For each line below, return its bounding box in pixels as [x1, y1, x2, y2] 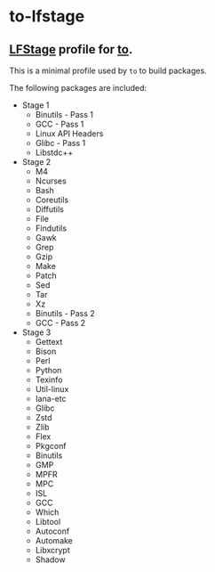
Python [35, 365, 62, 375]
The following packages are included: [9, 83, 147, 93]
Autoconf [35, 526, 70, 536]
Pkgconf [35, 441, 67, 451]
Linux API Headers [35, 128, 104, 139]
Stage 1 [21, 100, 50, 110]
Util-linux [35, 384, 69, 394]
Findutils [35, 223, 68, 233]
